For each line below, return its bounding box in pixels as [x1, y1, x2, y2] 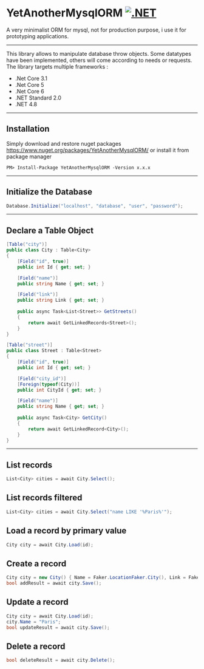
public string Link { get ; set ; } [17, 297, 104, 304]
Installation [6, 124, 50, 134]
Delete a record [6, 641, 66, 651]
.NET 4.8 [15, 100, 38, 107]
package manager [6, 152, 52, 160]
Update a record [6, 597, 69, 607]
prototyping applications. [6, 32, 69, 39]
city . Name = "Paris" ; [6, 619, 61, 625]
